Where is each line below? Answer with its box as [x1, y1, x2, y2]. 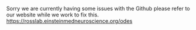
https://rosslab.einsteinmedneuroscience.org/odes [6, 18, 133, 24]
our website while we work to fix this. [6, 11, 99, 18]
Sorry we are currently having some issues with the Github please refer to [6, 5, 191, 12]
